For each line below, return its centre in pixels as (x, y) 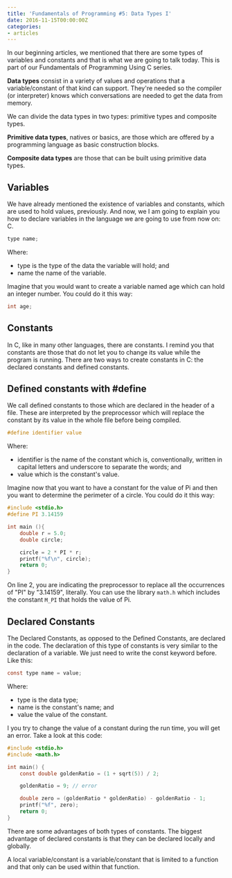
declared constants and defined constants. (68, 367)
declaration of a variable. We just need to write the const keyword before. (112, 653)
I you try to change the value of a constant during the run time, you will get (114, 728)
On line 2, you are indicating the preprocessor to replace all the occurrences (116, 585)
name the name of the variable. (62, 273)
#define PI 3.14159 (35, 514)
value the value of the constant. (62, 714)
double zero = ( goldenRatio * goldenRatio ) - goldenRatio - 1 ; (113, 799)
